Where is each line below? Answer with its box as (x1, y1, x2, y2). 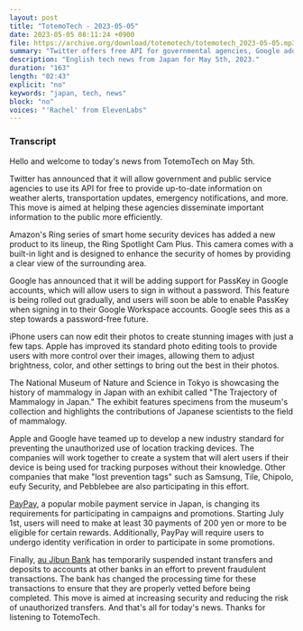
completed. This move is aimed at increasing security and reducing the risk (9, 592, 289, 603)
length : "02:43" (9, 72, 70, 81)
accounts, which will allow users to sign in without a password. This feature (9, 285, 290, 296)
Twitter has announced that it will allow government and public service (9, 173, 272, 184)
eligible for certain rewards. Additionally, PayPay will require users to (9, 526, 264, 537)
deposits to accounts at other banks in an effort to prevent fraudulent (9, 563, 266, 574)
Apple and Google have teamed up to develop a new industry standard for (9, 433, 285, 444)
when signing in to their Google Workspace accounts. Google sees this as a (9, 304, 290, 315)
